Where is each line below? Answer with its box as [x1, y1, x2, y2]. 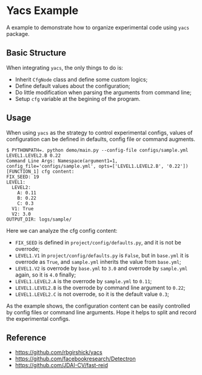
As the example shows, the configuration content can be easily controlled [6, 302, 190, 309]
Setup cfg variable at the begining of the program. [15, 95, 141, 102]
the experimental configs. [6, 315, 70, 322]
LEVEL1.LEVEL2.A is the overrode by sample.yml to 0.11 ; [15, 277, 152, 284]
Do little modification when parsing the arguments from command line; [15, 89, 192, 96]
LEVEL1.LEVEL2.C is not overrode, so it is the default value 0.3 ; [15, 290, 169, 298]
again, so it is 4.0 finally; [15, 271, 76, 278]
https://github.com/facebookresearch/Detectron [15, 355, 136, 362]
